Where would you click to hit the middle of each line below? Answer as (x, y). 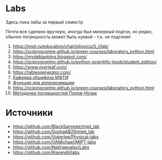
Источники (29, 113)
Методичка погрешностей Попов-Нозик (55, 93)
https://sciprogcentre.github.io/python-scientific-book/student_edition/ (85, 62)
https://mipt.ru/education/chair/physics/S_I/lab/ (61, 46)
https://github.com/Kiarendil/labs (46, 152)
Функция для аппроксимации (44, 82)
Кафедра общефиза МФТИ (40, 77)
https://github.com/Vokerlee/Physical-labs (55, 137)
